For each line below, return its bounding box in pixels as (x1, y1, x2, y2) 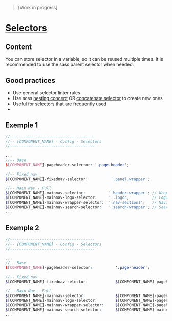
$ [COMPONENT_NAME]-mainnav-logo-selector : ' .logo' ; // (5, 195, 157, 201)
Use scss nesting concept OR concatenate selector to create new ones (12, 95, 163, 101)
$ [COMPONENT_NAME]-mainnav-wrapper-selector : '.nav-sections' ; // (5, 200, 157, 205)
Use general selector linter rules (12, 89, 80, 96)
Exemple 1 (5, 121, 38, 130)
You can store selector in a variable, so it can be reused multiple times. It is (5, 56, 163, 62)
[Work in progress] (17, 5, 58, 10)
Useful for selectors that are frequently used (12, 101, 106, 107)
